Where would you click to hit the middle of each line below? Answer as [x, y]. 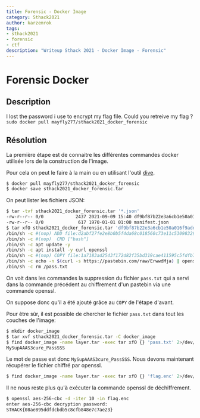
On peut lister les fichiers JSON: [46, 200]
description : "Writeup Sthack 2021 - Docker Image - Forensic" [86, 51]
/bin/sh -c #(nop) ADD [34, 233]
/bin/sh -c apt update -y [38, 244]
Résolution [26, 140]
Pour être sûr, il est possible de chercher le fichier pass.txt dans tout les [95, 314]
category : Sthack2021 [33, 17]
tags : [13, 28]
